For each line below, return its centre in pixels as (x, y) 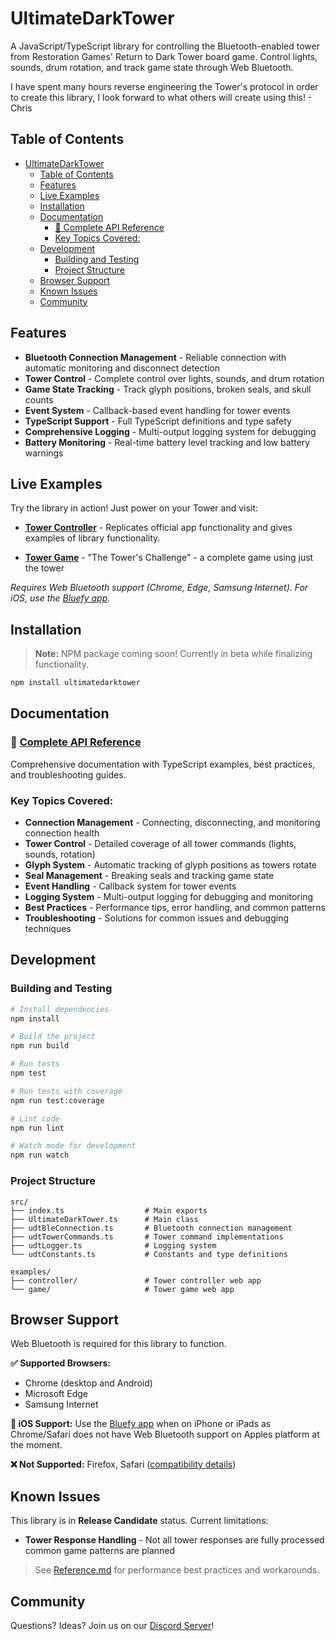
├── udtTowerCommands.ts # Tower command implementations (147, 1237)
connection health (62, 833)
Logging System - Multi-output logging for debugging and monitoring (168, 897)
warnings (44, 453)
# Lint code (35, 1118)
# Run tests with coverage (66, 1091)
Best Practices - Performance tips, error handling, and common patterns (175, 908)
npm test (28, 1073)
